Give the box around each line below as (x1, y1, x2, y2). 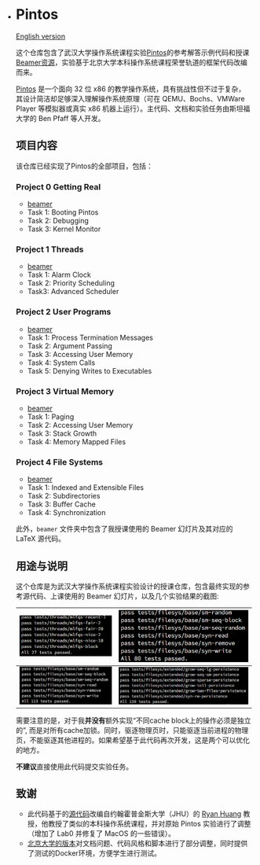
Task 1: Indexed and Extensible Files (27, 483, 144, 492)
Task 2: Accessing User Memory (27, 420, 134, 429)
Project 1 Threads (15, 244, 84, 255)
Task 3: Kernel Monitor (27, 224, 101, 234)
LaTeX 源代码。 (15, 534, 65, 543)
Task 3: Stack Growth (27, 429, 97, 438)
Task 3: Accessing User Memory (27, 349, 134, 359)
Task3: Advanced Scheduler (27, 287, 119, 296)
